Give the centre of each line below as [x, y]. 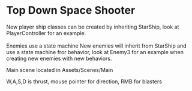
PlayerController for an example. [46, 33]
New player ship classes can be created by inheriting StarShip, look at [93, 27]
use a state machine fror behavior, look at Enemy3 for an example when [95, 52]
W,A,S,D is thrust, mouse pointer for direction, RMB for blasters [84, 81]
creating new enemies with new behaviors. [59, 58]
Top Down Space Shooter [71, 10]
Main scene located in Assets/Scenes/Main [60, 70]
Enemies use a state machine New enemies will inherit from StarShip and [97, 46]
